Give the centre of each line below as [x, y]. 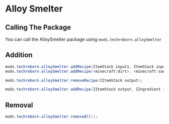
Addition [19, 55]
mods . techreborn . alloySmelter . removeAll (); [52, 117]
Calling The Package [38, 27]
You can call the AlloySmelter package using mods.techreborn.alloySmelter [83, 39]
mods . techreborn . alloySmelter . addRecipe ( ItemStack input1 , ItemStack [80, 67]
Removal [19, 105]
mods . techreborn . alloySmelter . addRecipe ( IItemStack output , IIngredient [83, 89]
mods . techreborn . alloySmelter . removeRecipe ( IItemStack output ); [74, 80]
